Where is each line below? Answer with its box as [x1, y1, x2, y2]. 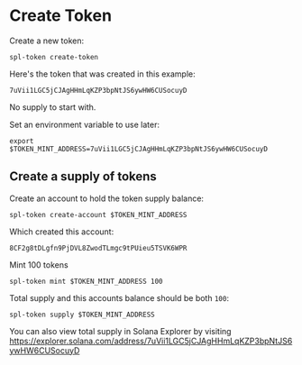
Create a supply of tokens [9, 169, 158, 185]
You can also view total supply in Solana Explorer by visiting [9, 325, 232, 336]
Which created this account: [9, 226, 114, 237]
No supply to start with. [9, 101, 96, 113]
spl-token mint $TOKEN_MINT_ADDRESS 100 [9, 277, 164, 286]
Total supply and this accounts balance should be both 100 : [9, 292, 230, 303]
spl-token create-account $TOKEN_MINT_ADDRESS [9, 210, 188, 219]
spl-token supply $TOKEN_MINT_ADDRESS [9, 310, 155, 319]
